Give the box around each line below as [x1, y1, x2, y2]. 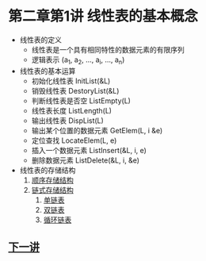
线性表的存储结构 [19, 165, 76, 175]
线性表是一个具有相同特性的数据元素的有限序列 [31, 44, 185, 54]
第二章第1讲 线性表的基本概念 [8, 7, 198, 25]
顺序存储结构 [31, 175, 74, 185]
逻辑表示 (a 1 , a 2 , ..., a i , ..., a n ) [31, 55, 125, 66]
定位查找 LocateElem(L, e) [31, 136, 117, 145]
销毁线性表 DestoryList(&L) [31, 86, 120, 95]
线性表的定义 [19, 35, 62, 44]
